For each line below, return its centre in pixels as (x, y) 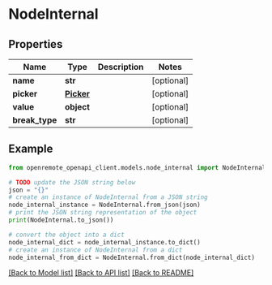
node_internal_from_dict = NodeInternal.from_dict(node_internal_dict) (132, 257)
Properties (36, 44)
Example (31, 149)
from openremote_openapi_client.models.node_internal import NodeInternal (137, 167)
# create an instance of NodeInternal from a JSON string (108, 197)
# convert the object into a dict (67, 235)
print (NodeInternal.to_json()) (61, 220)
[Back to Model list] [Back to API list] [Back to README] (101, 273)
